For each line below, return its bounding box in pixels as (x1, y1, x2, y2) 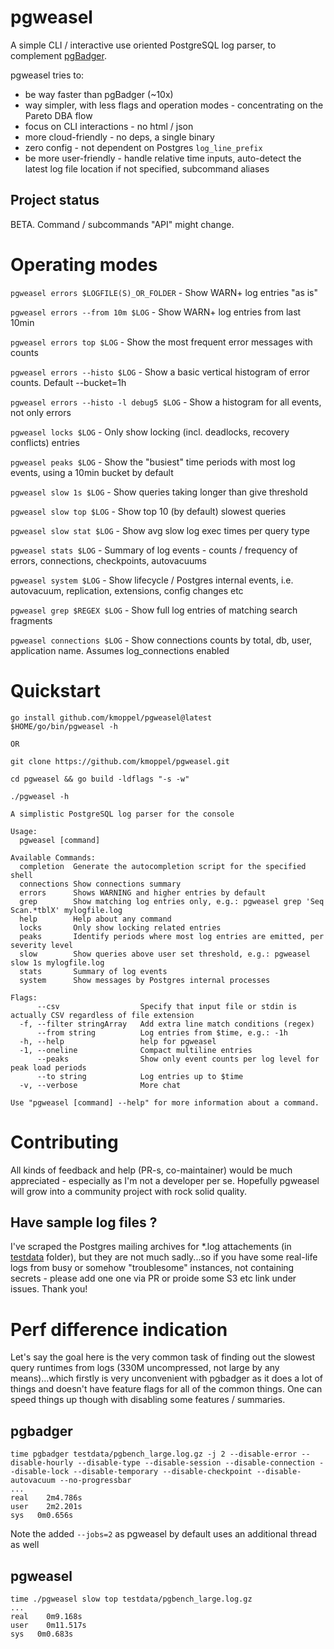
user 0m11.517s (10, 1620, 87, 1630)
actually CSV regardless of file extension (10, 1010, 195, 1020)
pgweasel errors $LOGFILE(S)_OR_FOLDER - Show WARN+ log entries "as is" (10, 286, 319, 298)
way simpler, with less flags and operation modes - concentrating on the (24, 99, 324, 111)
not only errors (10, 406, 72, 418)
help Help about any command (19, 914, 172, 924)
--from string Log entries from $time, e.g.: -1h (36, 1027, 288, 1038)
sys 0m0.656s (10, 1511, 74, 1521)
